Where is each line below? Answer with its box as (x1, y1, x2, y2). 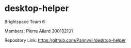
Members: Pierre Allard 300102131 (4, 28, 73, 34)
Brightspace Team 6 (4, 19, 45, 24)
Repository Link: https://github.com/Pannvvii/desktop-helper (4, 37, 126, 43)
